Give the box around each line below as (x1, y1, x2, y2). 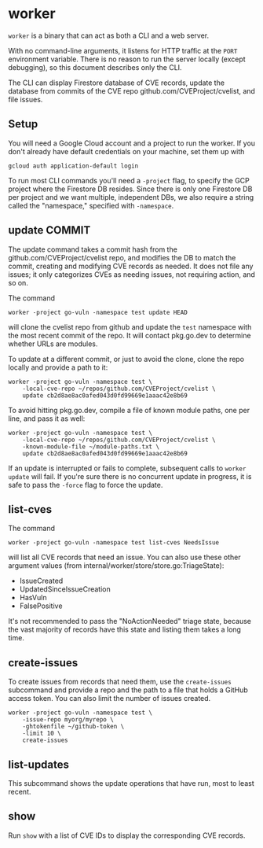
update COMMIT (8, 223, 91, 237)
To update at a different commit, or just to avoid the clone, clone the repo (8, 354, 245, 363)
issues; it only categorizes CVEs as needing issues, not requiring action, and (8, 269, 255, 279)
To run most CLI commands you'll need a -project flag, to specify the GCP (8, 175, 250, 185)
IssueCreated (19, 576, 64, 586)
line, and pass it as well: (8, 414, 86, 423)
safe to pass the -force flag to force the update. (8, 480, 163, 489)
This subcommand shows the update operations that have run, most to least (8, 779, 254, 787)
